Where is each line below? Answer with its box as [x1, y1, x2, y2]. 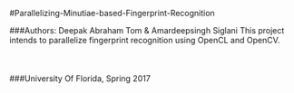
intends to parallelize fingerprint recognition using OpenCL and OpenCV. [9, 35, 280, 45]
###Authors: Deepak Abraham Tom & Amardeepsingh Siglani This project [9, 25, 285, 35]
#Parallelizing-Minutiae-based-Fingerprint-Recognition [9, 8, 215, 18]
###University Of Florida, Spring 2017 [9, 73, 152, 84]
